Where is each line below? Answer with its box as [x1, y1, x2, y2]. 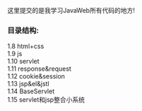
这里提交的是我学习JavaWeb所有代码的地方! [7, 6, 136, 14]
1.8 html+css [7, 42, 45, 51]
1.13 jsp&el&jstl [7, 80, 49, 88]
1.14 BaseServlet [7, 87, 55, 95]
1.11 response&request [7, 64, 72, 73]
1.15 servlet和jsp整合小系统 [7, 95, 85, 104]
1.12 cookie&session [7, 72, 66, 81]
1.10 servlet [7, 57, 40, 66]
